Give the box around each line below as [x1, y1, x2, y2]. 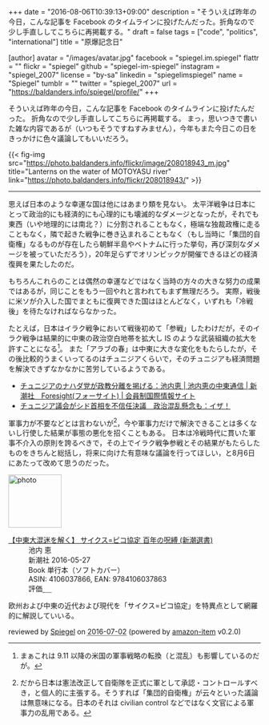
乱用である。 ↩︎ [41, 708, 92, 718]
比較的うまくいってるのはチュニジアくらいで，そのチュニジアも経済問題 [22, 353, 260, 363]
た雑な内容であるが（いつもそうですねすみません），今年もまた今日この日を [8, 123, 258, 133]
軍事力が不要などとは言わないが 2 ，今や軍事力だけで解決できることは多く [8, 417, 251, 428]
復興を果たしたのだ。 [8, 260, 78, 268]
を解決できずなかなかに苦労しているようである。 [8, 364, 170, 373]
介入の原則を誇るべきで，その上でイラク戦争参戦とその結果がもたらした [22, 438, 261, 448]
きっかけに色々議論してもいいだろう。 [8, 134, 134, 143]
